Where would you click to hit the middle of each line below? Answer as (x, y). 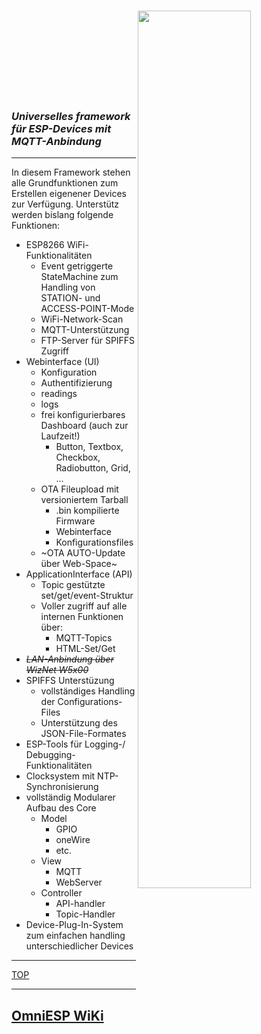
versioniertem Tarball (84, 500)
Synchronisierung (62, 787)
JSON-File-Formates (83, 734)
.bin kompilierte (87, 511)
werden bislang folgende (62, 215)
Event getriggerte (77, 266)
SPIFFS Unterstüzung (70, 681)
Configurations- (90, 702)
